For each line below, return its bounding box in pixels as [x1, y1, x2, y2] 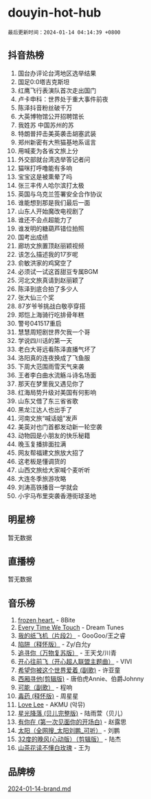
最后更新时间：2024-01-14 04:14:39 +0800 [8, 29, 121, 36]
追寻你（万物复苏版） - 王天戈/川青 [17, 649, 117, 657]
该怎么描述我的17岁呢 [17, 250, 78, 258]
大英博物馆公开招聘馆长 [17, 112, 84, 120]
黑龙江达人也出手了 [17, 405, 73, 413]
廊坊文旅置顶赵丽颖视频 [17, 241, 84, 250]
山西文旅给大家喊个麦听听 [17, 466, 91, 474]
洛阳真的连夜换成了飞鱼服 [17, 353, 91, 362]
